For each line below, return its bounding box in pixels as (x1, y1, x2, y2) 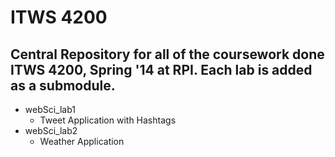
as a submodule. (10, 77, 116, 94)
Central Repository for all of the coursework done (10, 46, 325, 63)
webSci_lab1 (24, 104, 77, 115)
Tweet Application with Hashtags (39, 114, 177, 126)
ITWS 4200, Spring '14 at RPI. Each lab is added (10, 61, 313, 78)
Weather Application (39, 136, 125, 147)
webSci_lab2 (24, 125, 78, 136)
